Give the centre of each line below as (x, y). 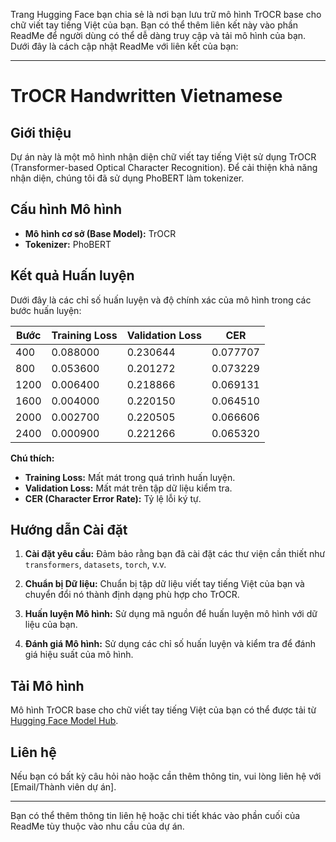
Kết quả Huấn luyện (72, 275)
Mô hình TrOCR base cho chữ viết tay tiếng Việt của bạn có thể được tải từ (163, 710)
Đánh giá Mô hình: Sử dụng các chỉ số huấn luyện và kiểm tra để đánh (170, 644)
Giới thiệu (41, 132)
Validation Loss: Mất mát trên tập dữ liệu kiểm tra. (128, 488)
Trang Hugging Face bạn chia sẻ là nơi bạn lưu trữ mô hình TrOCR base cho (166, 14)
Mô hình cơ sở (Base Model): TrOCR (100, 233)
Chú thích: (32, 458)
